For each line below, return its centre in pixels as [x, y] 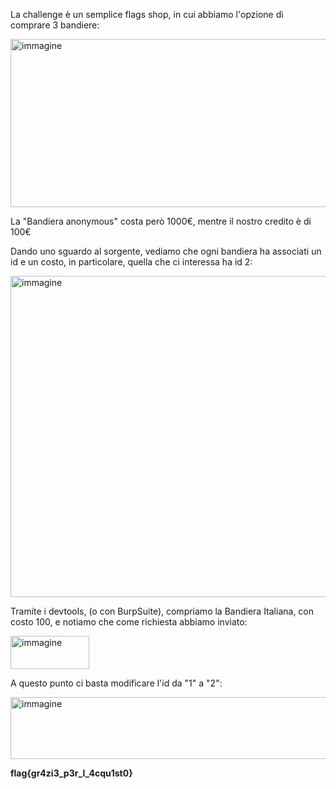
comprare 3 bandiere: [55, 25]
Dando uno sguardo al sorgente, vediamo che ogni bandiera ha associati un [166, 251]
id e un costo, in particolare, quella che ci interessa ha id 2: [131, 262]
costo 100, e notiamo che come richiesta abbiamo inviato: [129, 622]
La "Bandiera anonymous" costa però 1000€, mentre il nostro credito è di [161, 221]
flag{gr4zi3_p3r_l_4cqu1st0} [71, 773]
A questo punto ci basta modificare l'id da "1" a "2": [116, 683]
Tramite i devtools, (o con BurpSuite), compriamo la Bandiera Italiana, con [162, 611]
